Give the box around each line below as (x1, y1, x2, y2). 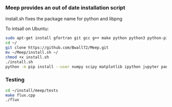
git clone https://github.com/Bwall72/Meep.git (5, 45, 109, 50)
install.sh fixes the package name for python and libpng (5, 16, 123, 22)
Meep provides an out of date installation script (5, 4, 125, 11)
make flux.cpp (5, 93, 36, 98)
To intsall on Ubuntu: (5, 26, 49, 32)
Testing (5, 76, 25, 83)
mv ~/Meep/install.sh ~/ (5, 50, 58, 55)
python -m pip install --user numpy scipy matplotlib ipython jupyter (5, 64, 159, 69)
